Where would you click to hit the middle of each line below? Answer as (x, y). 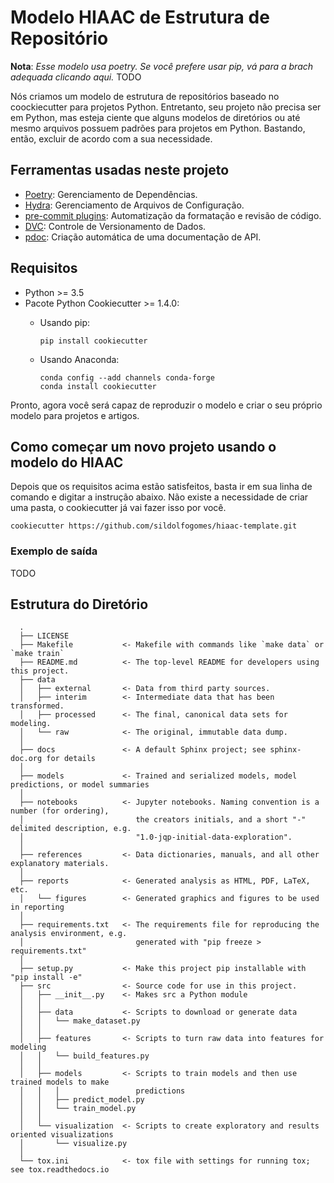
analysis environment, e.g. (69, 934)
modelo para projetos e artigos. (75, 415)
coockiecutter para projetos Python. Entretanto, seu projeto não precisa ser (166, 107)
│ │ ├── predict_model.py (82, 1100)
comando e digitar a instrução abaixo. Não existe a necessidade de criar (159, 497)
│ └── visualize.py (73, 1144)
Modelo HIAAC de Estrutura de (140, 17)
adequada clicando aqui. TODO (76, 77)
